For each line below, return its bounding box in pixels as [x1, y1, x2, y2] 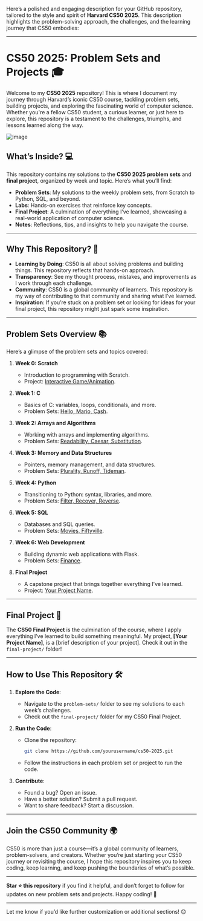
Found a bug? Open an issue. [24, 789, 97, 796]
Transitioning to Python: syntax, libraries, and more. [24, 491, 153, 498]
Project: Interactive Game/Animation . [24, 378, 116, 385]
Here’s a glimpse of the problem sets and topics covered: [6, 348, 149, 356]
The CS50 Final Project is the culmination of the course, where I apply [6, 626, 182, 634]
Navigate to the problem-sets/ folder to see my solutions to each [24, 700, 185, 707]
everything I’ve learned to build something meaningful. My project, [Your [6, 633, 188, 640]
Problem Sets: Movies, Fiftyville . [24, 527, 105, 535]
